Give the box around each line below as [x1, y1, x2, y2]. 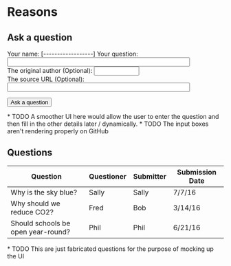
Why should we [10, 199, 60, 208]
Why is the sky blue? [10, 187, 78, 197]
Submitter [133, 171, 167, 181]
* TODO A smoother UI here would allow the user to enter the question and [7, 113, 219, 120]
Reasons [7, 4, 58, 20]
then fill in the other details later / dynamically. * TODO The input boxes [7, 120, 209, 128]
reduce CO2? [10, 207, 54, 217]
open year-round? [10, 227, 71, 236]
